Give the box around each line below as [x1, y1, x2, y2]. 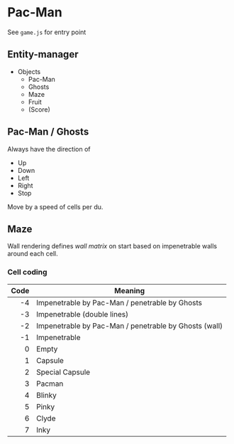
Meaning [114, 285, 145, 295]
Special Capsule [36, 367, 91, 377]
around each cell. [7, 250, 58, 258]
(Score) [28, 105, 51, 114]
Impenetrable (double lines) [36, 309, 129, 319]
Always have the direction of [7, 144, 91, 153]
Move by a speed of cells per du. [7, 202, 104, 211]
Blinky [36, 390, 57, 400]
